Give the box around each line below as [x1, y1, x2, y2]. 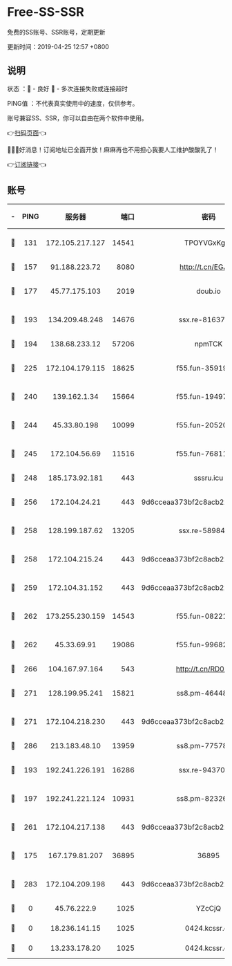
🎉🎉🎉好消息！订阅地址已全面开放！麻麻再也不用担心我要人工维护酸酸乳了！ [7, 145, 219, 154]
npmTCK [194, 339, 223, 349]
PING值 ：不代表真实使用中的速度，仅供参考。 [7, 99, 139, 107]
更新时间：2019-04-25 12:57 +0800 [7, 42, 109, 50]
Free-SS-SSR [7, 4, 84, 20]
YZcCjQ [195, 903, 222, 913]
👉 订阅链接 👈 [7, 160, 47, 168]
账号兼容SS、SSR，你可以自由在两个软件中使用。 [7, 113, 148, 122]
